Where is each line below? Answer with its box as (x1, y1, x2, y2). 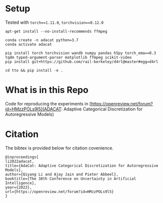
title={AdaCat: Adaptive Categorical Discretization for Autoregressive (5, 163, 159, 168)
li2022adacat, (5, 159, 35, 164)
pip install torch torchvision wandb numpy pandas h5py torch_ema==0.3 (5, 51, 156, 55)
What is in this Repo (5, 85, 89, 96)
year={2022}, (5, 185, 32, 190)
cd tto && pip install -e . (5, 68, 63, 73)
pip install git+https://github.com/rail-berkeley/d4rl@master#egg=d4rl (5, 59, 159, 64)
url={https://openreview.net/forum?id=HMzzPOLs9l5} (5, 189, 114, 194)
